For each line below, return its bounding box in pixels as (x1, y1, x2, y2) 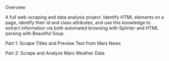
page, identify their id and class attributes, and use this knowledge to (5, 20, 151, 25)
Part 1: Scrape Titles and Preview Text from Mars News (5, 40, 121, 46)
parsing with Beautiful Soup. (5, 30, 65, 36)
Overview (5, 5, 26, 10)
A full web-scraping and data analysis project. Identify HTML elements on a (5, 14, 164, 20)
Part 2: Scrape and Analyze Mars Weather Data (5, 50, 105, 56)
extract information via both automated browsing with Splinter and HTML (5, 25, 159, 31)
